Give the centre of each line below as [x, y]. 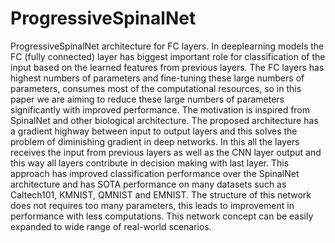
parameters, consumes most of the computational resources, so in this [156, 88]
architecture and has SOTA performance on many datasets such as [148, 184]
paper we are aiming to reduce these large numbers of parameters [147, 99]
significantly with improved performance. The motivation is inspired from [160, 109]
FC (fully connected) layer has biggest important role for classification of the [168, 56]
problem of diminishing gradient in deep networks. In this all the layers [155, 141]
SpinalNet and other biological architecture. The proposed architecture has [164, 120]
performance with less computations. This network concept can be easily [162, 216]
